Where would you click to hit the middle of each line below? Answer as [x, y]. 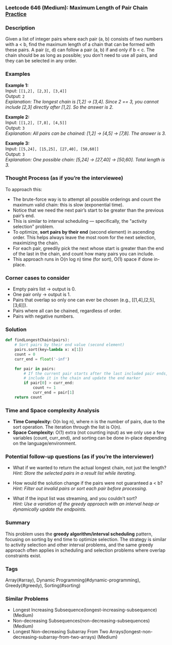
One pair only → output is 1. [42, 295]
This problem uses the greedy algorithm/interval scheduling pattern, [79, 534]
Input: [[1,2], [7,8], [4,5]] [36, 122]
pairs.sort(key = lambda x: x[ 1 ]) [49, 350]
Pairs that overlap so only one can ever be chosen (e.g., [72, 300]
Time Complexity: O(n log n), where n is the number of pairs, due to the [89, 422]
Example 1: [17, 85]
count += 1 [44, 388]
